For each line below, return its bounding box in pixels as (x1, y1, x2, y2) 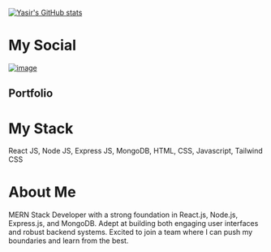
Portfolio (8, 86, 54, 101)
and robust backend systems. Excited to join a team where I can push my (8, 228, 253, 237)
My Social (8, 37, 77, 54)
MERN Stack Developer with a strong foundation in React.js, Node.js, (8, 210, 238, 219)
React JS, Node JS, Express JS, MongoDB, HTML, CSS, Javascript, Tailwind (8, 146, 264, 156)
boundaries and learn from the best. (8, 236, 129, 245)
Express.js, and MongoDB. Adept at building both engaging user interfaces (8, 219, 259, 228)
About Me (8, 183, 76, 202)
